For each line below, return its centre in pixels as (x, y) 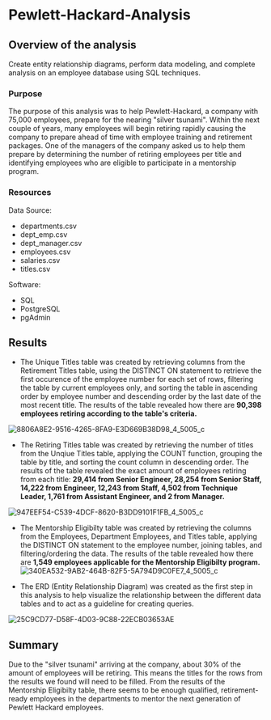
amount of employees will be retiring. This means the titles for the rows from (135, 673)
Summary (34, 645)
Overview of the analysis (72, 45)
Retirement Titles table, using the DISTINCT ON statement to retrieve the (141, 371)
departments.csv (48, 226)
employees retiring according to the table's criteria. (108, 413)
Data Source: (30, 210)
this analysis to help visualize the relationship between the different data (140, 595)
